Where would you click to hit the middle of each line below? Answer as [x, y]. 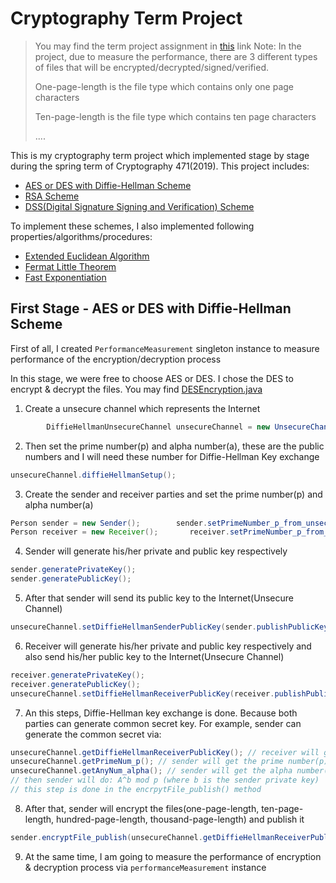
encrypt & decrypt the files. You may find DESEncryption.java [136, 389]
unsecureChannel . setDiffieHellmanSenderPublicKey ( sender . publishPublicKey [169, 627]
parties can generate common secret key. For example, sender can [163, 723]
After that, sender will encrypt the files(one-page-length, [142, 808]
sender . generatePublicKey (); [71, 579]
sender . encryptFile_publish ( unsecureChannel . [106, 837]
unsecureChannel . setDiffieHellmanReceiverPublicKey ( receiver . [142, 693]
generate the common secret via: [93, 734]
